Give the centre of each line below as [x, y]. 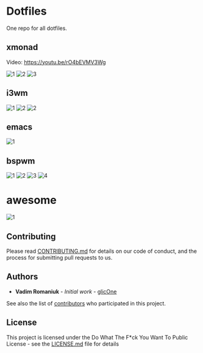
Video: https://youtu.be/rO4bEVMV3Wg [56, 62]
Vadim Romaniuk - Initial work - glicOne [66, 291]
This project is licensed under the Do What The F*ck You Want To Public [97, 337]
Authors [22, 277]
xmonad [22, 47]
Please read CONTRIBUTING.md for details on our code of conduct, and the [101, 251]
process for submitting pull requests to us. [59, 257]
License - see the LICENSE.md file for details [63, 344]
